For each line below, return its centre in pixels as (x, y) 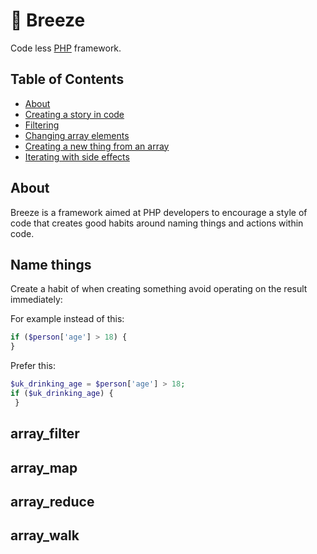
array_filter (45, 434)
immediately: (36, 300)
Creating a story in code (74, 114)
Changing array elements (77, 135)
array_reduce (52, 501)
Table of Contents (67, 79)
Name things (51, 264)
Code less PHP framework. (66, 48)
